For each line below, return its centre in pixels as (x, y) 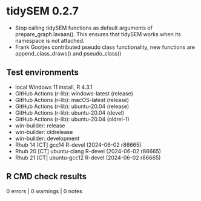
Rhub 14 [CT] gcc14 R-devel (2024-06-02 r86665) (78, 145)
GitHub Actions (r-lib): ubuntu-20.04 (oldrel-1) (72, 119)
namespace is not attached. (50, 40)
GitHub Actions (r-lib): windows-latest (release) (74, 93)
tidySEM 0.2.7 (42, 11)
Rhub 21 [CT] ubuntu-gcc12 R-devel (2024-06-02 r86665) (88, 158)
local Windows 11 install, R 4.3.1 (54, 87)
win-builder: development (47, 138)
